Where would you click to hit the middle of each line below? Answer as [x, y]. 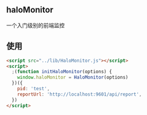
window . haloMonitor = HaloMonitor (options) [73, 77]
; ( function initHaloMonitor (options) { [62, 72]
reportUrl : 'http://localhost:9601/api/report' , [80, 94]
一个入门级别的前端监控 [35, 25]
